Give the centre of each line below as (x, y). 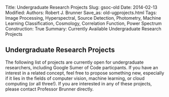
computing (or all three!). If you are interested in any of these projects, (79, 83)
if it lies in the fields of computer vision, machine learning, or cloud (75, 78)
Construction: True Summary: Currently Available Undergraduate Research (83, 29)
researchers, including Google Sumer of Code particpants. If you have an (82, 67)
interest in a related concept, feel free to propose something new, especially (85, 73)
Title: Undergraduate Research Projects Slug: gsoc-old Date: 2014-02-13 (81, 7)
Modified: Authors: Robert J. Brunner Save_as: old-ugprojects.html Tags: (81, 13)
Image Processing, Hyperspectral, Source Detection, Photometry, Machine (83, 18)
